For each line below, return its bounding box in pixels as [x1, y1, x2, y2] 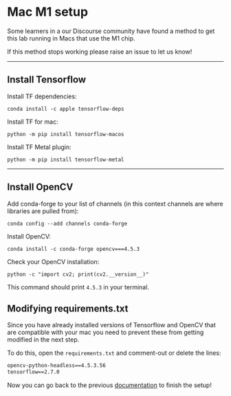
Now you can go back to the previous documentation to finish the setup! [7, 381, 212, 389]
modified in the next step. [7, 335, 80, 344]
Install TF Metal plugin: [7, 142, 72, 151]
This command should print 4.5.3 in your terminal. [7, 283, 150, 291]
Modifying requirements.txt [7, 302, 129, 314]
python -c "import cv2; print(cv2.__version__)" [7, 271, 149, 278]
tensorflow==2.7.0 [7, 368, 60, 375]
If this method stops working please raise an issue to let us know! [7, 47, 192, 56]
